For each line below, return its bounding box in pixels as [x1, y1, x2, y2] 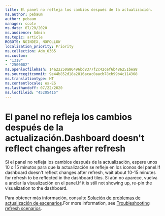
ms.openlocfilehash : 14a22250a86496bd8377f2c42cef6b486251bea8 [5, 67, 138, 72]
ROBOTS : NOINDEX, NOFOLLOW [5, 40, 61, 44]
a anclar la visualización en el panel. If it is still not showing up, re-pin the [5, 180, 152, 186]
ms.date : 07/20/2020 [5, 26, 48, 31]
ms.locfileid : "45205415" [5, 90, 58, 95]
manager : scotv [5, 21, 36, 26]
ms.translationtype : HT [5, 76, 54, 81]
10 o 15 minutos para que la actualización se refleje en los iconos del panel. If [5, 164, 161, 171]
